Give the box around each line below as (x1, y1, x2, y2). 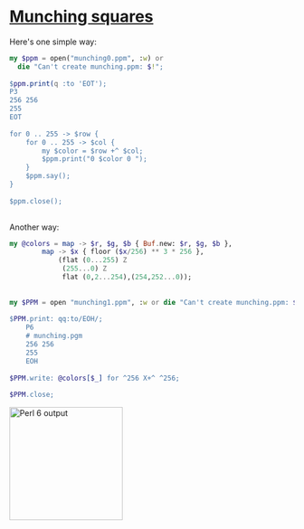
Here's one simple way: (9, 36, 97, 47)
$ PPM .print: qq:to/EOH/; (9, 315, 103, 324)
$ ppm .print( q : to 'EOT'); (9, 79, 107, 88)
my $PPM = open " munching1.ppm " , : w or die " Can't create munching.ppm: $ (9, 298, 298, 307)
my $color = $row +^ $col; (42, 146, 144, 156)
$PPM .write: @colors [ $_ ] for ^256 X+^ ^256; (9, 373, 180, 383)
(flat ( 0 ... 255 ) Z (57, 256, 128, 265)
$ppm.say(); (25, 172, 71, 181)
